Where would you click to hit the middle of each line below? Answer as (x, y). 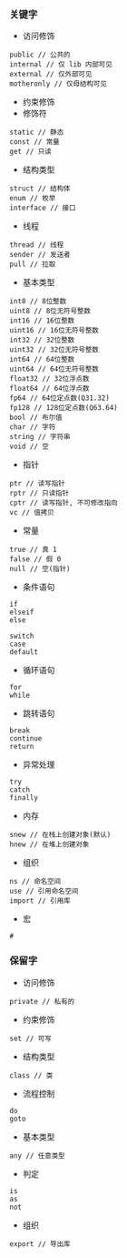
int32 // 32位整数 (42, 340)
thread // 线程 (37, 245)
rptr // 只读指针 (39, 494)
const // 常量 (35, 142)
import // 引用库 (40, 901)
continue (26, 739)
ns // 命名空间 (35, 882)
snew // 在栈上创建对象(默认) (60, 835)
